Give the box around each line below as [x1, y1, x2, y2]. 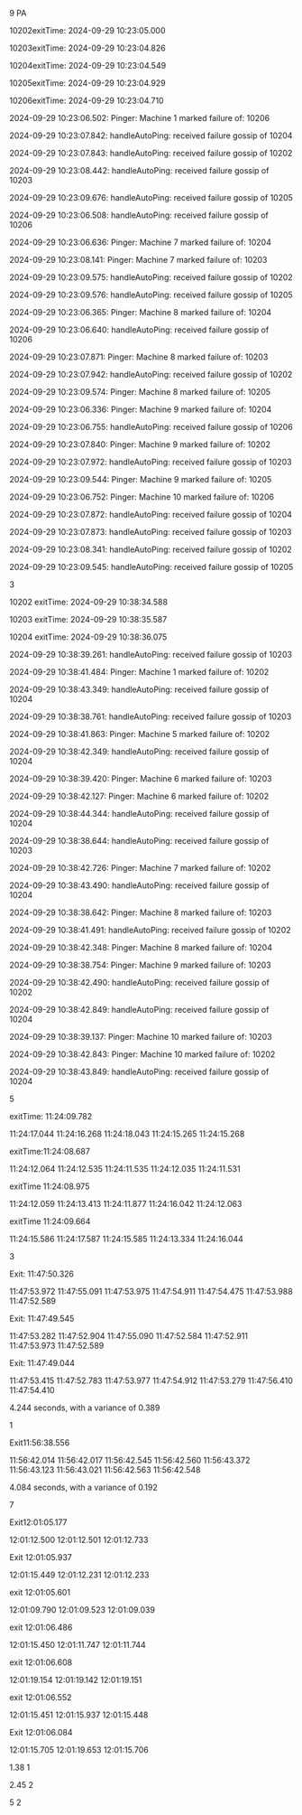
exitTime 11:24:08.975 [9, 1181, 90, 1192]
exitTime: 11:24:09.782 [9, 1111, 93, 1121]
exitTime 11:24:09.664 [9, 1216, 91, 1227]
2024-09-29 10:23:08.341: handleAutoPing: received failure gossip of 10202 [9, 544, 293, 555]
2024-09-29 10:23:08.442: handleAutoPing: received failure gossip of [9, 165, 270, 175]
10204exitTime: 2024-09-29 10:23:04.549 [9, 61, 167, 70]
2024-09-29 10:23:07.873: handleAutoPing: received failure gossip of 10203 [9, 527, 292, 537]
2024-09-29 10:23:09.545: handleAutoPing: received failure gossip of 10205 [9, 562, 294, 572]
